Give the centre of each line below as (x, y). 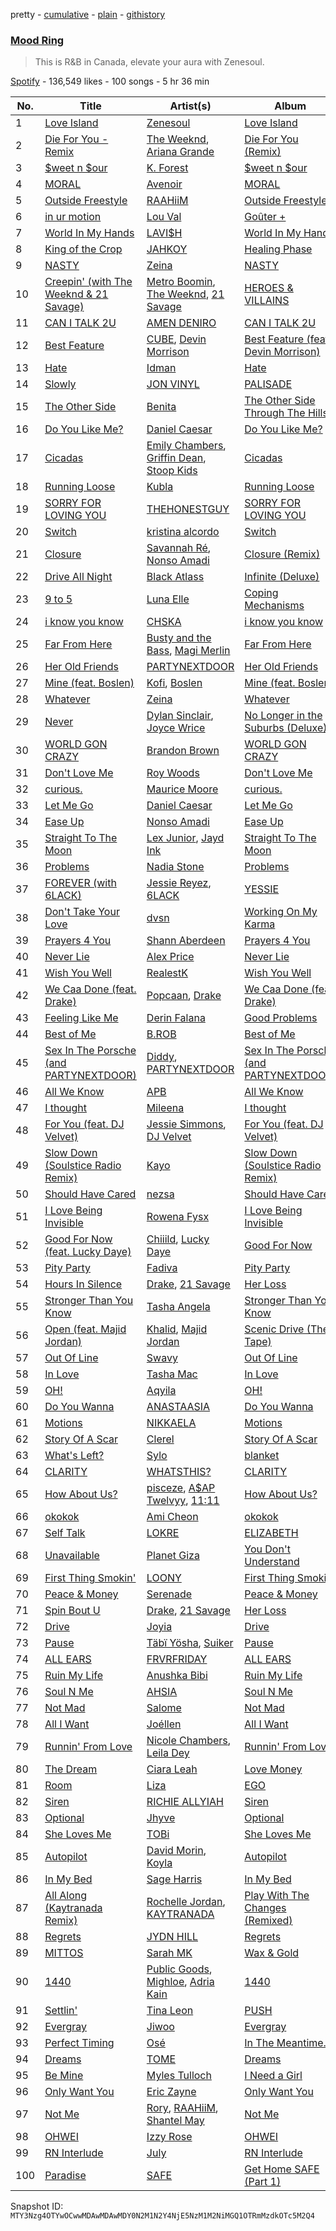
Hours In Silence (83, 1284)
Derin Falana (176, 1018)
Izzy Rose (169, 2137)
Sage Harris (174, 1879)
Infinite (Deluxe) (282, 577)
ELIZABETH (271, 1533)
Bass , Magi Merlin (188, 651)
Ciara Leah (172, 1769)
